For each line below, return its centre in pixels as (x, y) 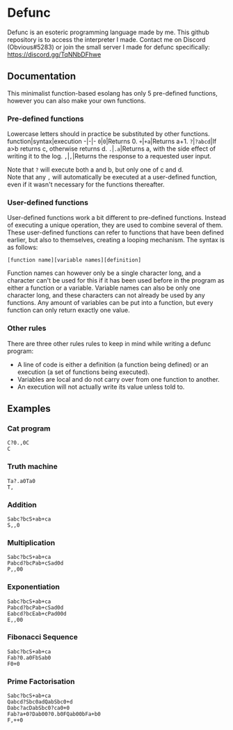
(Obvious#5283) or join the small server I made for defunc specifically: (109, 47)
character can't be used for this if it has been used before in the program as (116, 281)
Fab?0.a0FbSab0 (29, 657)
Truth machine (32, 467)
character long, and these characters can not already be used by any (106, 295)
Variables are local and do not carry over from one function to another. (119, 379)
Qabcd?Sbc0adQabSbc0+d (40, 702)
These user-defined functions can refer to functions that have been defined (116, 232)
